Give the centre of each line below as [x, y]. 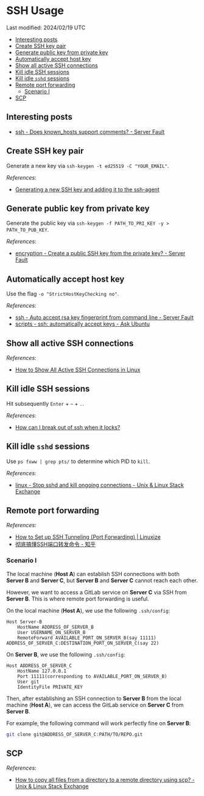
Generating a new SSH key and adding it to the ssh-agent [87, 189]
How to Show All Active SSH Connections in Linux [78, 370]
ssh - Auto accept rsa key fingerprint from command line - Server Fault [104, 318]
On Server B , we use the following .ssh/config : [66, 654]
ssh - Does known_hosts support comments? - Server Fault [90, 131]
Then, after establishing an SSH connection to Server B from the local [94, 698]
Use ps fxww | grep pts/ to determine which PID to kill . [78, 461]
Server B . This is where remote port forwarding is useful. [78, 599]
